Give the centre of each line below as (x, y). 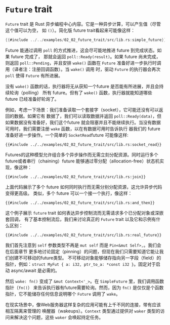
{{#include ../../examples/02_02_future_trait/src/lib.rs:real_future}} (83, 235)
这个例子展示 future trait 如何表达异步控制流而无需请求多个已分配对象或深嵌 (84, 213)
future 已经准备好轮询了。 (32, 99)
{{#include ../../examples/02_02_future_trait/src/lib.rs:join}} (75, 177)
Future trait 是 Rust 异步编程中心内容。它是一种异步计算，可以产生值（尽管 (83, 24)
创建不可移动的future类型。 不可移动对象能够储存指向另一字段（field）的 (85, 258)
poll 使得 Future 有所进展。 (34, 75)
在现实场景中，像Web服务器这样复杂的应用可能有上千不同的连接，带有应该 (83, 304)
